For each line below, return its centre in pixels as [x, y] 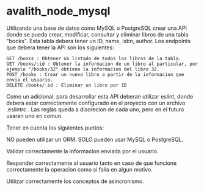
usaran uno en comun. [35, 116]
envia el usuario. [30, 80]
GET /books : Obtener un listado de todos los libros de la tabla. [94, 58]
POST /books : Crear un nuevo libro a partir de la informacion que [95, 74]
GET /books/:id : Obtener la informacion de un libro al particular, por [102, 64]
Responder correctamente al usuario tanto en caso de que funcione [92, 163]
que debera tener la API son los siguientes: [60, 47]
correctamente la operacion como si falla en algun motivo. [79, 169]
